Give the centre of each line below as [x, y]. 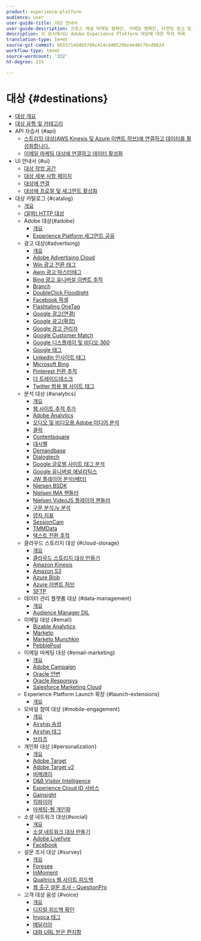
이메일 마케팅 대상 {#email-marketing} [69, 652]
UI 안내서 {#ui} [32, 161]
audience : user [25, 17]
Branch [42, 286]
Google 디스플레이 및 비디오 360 [71, 342]
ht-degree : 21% [25, 62]
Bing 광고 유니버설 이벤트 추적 [68, 280]
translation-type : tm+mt [37, 40]
